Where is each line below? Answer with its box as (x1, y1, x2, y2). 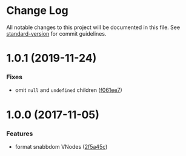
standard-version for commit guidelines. (6, 30, 107, 37)
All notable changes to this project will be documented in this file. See (6, 24, 181, 31)
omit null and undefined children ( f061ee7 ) (15, 86, 122, 94)
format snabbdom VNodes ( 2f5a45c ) (15, 143, 108, 150)
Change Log (6, 4, 68, 18)
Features (6, 129, 33, 138)
